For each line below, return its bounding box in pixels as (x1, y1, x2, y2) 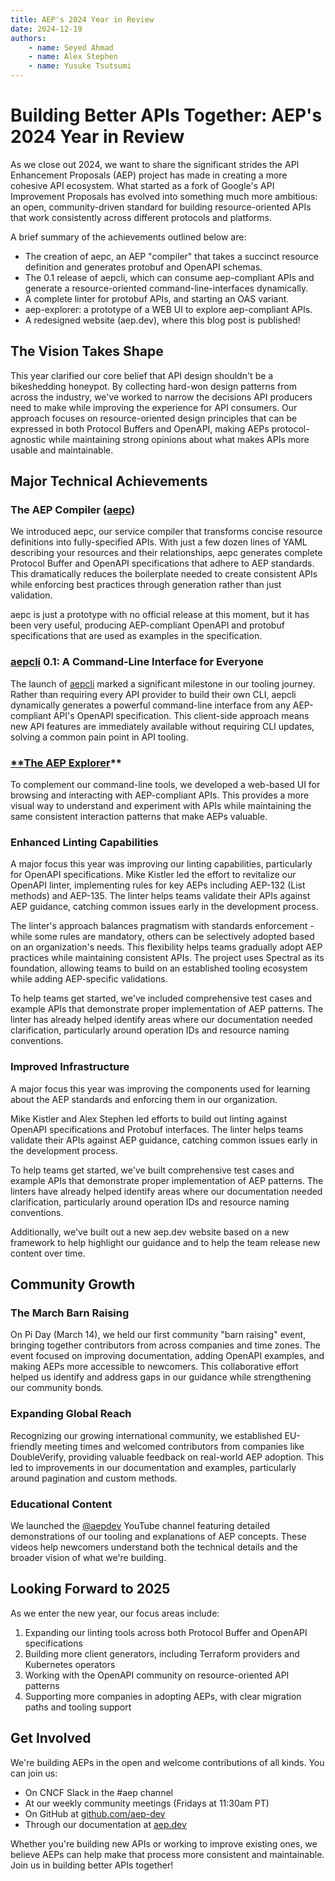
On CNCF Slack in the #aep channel (24, 1786, 173, 1798)
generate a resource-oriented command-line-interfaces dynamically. (24, 282, 309, 294)
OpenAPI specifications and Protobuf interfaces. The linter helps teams (10, 1123, 304, 1135)
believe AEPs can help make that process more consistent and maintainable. (10, 1848, 325, 1860)
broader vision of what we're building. (10, 1551, 167, 1563)
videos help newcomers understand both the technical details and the (10, 1541, 298, 1553)
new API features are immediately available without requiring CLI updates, (10, 720, 315, 732)
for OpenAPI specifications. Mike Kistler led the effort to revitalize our (10, 869, 297, 881)
